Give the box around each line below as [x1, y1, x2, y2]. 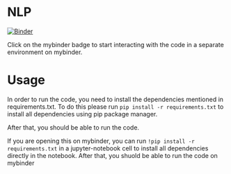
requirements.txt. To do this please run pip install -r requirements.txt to [7, 102, 224, 111]
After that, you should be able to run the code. [7, 123, 140, 132]
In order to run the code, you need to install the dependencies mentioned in [7, 95, 224, 103]
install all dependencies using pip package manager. [7, 110, 158, 118]
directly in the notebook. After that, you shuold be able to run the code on [7, 151, 218, 159]
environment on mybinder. [7, 48, 83, 56]
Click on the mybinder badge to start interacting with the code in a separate [7, 40, 224, 49]
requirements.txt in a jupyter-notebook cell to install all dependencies [7, 143, 209, 153]
